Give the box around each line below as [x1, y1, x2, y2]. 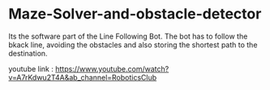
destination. [8, 48, 48, 58]
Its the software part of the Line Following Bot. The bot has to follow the [8, 31, 248, 41]
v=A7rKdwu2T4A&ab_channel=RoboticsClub [8, 72, 157, 82]
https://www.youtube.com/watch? [55, 63, 169, 73]
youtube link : [8, 63, 54, 73]
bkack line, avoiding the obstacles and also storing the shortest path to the [8, 39, 258, 49]
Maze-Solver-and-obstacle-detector [8, 5, 262, 23]
